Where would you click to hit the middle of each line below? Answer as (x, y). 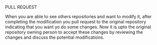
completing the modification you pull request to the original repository (76, 22)
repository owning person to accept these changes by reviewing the (74, 32)
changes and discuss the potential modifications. (55, 37)
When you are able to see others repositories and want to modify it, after (78, 16)
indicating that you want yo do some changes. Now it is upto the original (78, 27)
